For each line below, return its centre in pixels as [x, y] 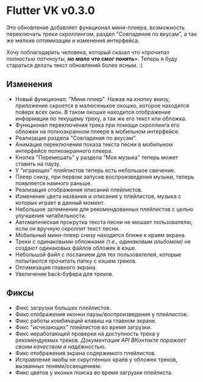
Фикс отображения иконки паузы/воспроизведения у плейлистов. [101, 314]
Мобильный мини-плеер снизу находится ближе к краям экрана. [101, 235]
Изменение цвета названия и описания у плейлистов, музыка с [98, 196]
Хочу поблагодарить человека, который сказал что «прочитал [88, 52]
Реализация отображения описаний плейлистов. [79, 189]
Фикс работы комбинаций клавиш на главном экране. [86, 320]
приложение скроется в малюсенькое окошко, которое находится [102, 105]
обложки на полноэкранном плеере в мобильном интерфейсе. [97, 131]
